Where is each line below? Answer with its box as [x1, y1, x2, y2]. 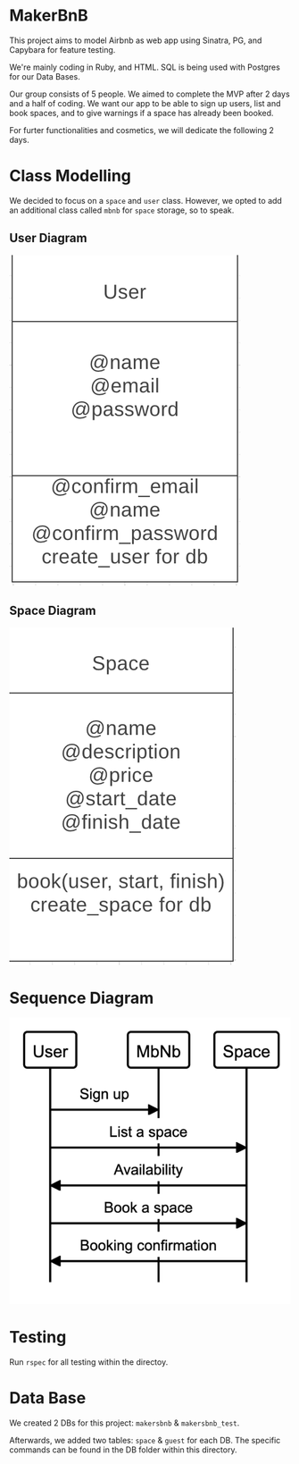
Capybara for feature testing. [9, 44, 116, 55]
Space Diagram [9, 603, 96, 618]
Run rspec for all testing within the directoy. [9, 1356, 169, 1367]
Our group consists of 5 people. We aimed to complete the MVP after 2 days [9, 88, 290, 99]
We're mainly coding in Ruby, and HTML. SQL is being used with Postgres [9, 62, 281, 72]
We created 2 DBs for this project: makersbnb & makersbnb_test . [9, 1418, 240, 1428]
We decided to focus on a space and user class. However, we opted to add [9, 195, 283, 206]
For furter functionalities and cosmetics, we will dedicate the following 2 [9, 124, 275, 135]
